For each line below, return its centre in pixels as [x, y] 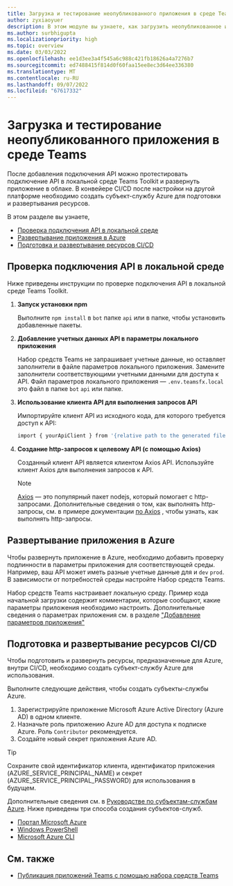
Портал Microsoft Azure [52, 822]
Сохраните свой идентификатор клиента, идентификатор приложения [111, 766]
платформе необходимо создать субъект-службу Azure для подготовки [114, 196]
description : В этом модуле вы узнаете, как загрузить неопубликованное [114, 26]
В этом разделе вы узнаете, [49, 217]
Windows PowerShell [48, 830]
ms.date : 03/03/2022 [37, 53]
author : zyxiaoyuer [35, 20]
